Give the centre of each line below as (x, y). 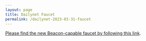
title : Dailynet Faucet (30, 14)
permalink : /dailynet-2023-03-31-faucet (48, 19)
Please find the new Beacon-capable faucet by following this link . (73, 33)
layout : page (19, 10)
